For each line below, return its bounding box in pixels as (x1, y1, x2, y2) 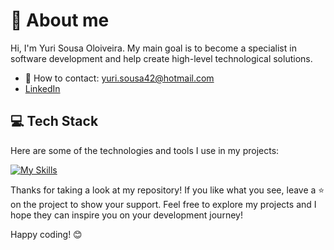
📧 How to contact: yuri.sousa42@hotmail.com (24, 72, 215, 84)
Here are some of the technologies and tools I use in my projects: (10, 144, 280, 156)
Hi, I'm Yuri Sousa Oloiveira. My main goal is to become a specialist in (10, 42, 297, 54)
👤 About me (10, 9, 110, 32)
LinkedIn (24, 82, 61, 94)
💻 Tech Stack (10, 113, 99, 130)
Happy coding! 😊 (10, 228, 83, 240)
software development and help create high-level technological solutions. (10, 52, 313, 64)
